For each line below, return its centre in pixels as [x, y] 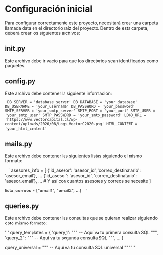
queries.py [22, 206]
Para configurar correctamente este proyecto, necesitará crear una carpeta [81, 23]
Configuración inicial [49, 9]
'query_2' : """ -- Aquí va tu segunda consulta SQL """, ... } [65, 238]
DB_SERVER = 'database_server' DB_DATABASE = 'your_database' [72, 102]
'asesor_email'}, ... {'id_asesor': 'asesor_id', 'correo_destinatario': [71, 176]
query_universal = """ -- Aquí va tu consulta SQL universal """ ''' [70, 248]
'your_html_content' [26, 129]
